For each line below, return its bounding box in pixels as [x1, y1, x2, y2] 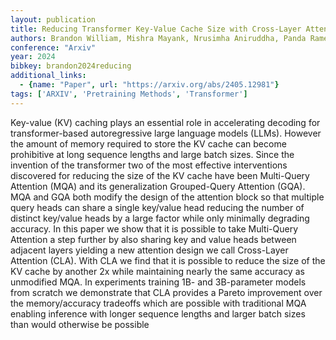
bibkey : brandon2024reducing [10, 61, 132, 71]
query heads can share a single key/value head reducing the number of [10, 201, 305, 213]
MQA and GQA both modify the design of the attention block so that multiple [10, 191, 325, 203]
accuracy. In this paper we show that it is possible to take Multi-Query [10, 222, 299, 235]
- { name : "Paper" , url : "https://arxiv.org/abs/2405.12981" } [19, 80, 280, 90]
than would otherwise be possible [10, 318, 150, 330]
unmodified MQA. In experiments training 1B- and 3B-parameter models [10, 276, 307, 288]
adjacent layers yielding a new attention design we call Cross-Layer [10, 244, 289, 256]
